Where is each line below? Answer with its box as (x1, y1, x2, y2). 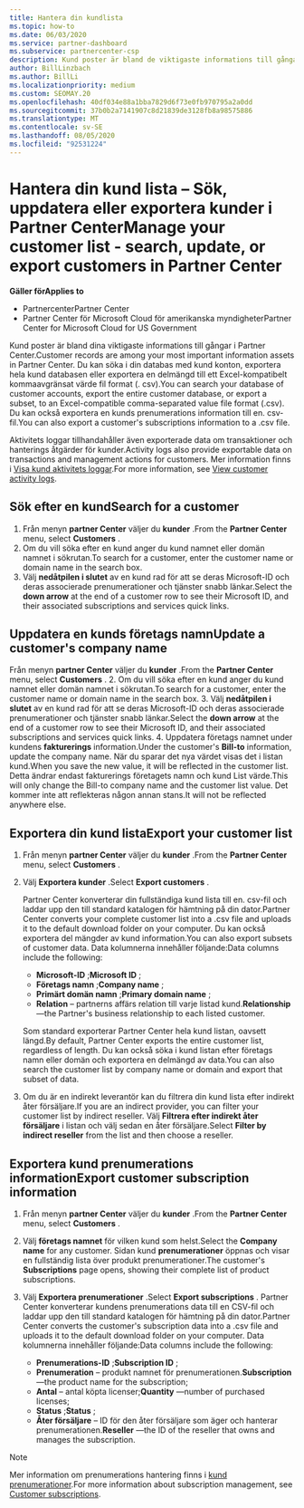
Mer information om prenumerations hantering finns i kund (9, 1469, 228, 1480)
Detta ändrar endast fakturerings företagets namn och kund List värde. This (9, 771, 289, 782)
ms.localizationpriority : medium (9, 81, 136, 90)
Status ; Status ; (35, 1405, 97, 1416)
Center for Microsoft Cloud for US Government (22, 322, 197, 333)
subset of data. (22, 1074, 80, 1085)
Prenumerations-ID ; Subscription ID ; (35, 1357, 179, 1368)
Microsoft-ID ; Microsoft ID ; (35, 970, 142, 981)
